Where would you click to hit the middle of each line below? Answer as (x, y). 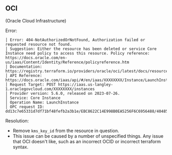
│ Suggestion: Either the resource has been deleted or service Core (81, 49)
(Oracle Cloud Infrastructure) (36, 20)
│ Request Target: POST (31, 84)
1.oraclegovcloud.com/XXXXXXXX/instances (50, 89)
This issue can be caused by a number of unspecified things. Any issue (88, 136)
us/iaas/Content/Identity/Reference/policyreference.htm (67, 62)
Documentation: (26, 67)
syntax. (20, 147)
